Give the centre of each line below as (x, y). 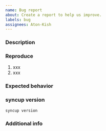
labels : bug (18, 20)
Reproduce (19, 56)
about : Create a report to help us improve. (54, 15)
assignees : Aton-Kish (28, 24)
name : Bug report (24, 10)
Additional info (24, 123)
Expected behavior (29, 86)
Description (20, 43)
